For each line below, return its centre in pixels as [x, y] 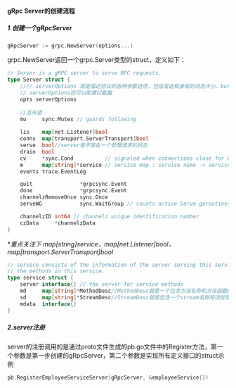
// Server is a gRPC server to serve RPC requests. [84, 73]
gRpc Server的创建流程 [41, 11]
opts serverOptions [48, 99]
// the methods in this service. [56, 271]
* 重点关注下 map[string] [42, 244]
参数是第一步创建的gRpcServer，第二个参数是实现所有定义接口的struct [116, 355]
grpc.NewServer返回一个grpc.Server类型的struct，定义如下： [97, 60]
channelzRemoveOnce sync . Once [64, 197]
